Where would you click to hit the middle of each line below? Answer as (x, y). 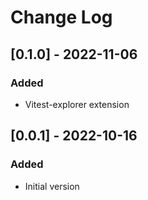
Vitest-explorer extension (77, 104)
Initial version (52, 186)
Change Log (61, 17)
